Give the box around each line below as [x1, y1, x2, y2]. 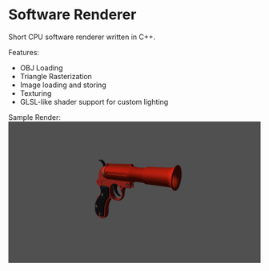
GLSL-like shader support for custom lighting [19, 97, 169, 106]
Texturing [19, 88, 52, 98]
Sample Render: [8, 112, 62, 122]
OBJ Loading [19, 62, 63, 73]
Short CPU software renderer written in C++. [8, 32, 156, 42]
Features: [8, 47, 40, 57]
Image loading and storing [19, 80, 106, 90]
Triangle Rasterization [19, 71, 92, 81]
